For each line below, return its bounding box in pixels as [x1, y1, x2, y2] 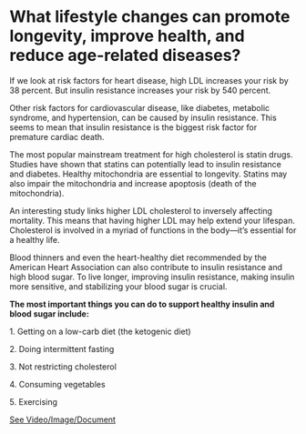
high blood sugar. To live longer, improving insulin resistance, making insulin [9, 271, 295, 282]
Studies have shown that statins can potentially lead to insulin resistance [9, 158, 282, 169]
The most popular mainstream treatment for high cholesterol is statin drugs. [9, 148, 293, 160]
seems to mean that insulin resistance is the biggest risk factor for [9, 121, 258, 133]
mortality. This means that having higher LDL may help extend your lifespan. [9, 215, 296, 226]
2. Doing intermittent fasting [9, 343, 115, 354]
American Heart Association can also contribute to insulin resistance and [9, 261, 282, 272]
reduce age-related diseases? [9, 45, 241, 66]
